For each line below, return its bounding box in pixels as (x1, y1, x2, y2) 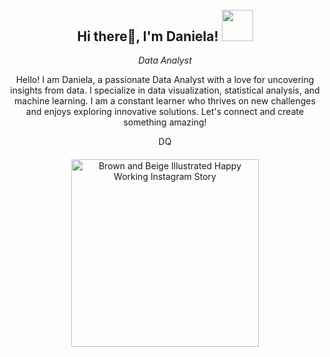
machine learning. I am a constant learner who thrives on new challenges (14, 95, 316, 107)
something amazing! (123, 116, 207, 128)
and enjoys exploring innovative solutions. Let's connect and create (25, 106, 305, 118)
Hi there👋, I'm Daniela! (76, 28, 219, 45)
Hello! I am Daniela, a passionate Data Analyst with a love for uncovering (15, 74, 315, 86)
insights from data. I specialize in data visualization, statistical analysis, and (10, 84, 320, 97)
